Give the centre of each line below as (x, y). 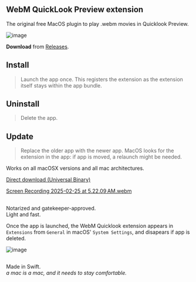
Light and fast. (23, 214)
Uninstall (23, 104)
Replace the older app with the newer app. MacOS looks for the (97, 151)
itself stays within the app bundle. (61, 85)
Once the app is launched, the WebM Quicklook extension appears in (90, 226)
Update (20, 137)
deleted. (16, 238)
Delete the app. (39, 118)
